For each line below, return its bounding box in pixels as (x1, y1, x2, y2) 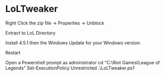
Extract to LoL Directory (5, 30, 56, 36)
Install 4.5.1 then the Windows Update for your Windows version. (5, 39, 141, 46)
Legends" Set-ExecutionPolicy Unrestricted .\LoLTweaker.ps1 (5, 65, 135, 71)
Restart (5, 49, 20, 56)
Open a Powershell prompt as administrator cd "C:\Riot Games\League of (5, 59, 160, 65)
